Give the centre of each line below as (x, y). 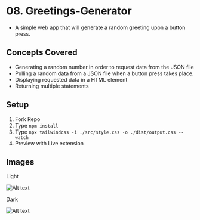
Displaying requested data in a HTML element (71, 79)
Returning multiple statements (52, 86)
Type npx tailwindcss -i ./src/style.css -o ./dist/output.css (95, 132)
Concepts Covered (42, 53)
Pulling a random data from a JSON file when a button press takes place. (104, 73)
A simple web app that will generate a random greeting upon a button (100, 27)
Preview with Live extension (49, 143)
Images (20, 162)
